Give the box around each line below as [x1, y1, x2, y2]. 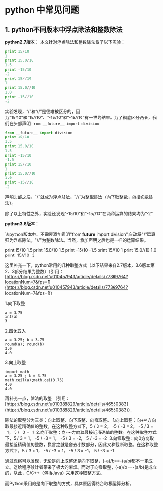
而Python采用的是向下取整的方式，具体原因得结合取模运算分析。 [5, 480, 134, 486]
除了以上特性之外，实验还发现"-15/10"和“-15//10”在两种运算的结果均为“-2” [5, 210, 153, 216]
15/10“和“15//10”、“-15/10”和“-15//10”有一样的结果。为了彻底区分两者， [11, 114, 153, 120]
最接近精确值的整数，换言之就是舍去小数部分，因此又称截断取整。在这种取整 [5, 441, 158, 447]
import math [5, 369, 29, 374]
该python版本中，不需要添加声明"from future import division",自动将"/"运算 [5, 231, 156, 237]
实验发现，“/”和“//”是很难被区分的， [5, 108, 76, 114]
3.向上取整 [5, 359, 26, 365]
